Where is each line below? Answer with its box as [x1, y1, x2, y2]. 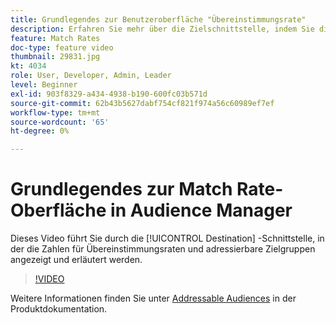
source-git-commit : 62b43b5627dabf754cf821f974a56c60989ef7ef [10, 98, 275, 108]
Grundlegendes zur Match [10, 178, 233, 201]
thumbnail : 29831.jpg [10, 52, 101, 62]
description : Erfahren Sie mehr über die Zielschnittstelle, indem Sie [10, 24, 315, 34]
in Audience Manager [110, 199, 293, 222]
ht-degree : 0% [10, 126, 70, 136]
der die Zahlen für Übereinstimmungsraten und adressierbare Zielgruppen [10, 243, 316, 255]
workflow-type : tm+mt [10, 107, 101, 118]
